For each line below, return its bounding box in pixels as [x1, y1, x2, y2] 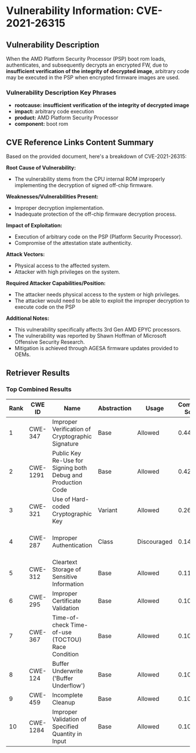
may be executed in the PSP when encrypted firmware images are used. [6, 74, 180, 81]
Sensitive [52, 572, 78, 581]
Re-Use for [52, 456, 83, 464]
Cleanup [52, 698, 76, 706]
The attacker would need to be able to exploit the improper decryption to [14, 297, 190, 305]
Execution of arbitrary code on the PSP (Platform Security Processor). [14, 233, 183, 240]
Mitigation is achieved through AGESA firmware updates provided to [14, 345, 179, 352]
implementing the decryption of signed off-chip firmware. [14, 182, 153, 189]
